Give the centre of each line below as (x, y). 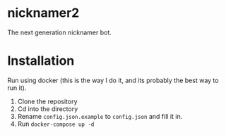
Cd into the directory (48, 109)
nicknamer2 (43, 13)
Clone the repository (47, 101)
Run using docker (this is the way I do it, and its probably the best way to (113, 80)
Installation (41, 61)
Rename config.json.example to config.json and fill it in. (100, 116)
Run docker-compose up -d (56, 124)
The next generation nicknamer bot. (59, 32)
